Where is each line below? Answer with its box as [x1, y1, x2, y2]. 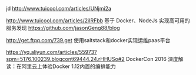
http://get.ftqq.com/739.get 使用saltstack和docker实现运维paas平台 [6, 37, 171, 43]
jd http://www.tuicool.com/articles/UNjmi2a [6, 5, 112, 12]
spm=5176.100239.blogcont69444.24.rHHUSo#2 [6, 56, 125, 62]
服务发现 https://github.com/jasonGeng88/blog [6, 25, 120, 31]
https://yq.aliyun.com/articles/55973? [6, 49, 97, 55]
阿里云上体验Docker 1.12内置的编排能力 [21, 63, 116, 70]
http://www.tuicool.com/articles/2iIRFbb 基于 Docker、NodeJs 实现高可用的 [6, 17, 190, 24]
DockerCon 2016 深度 [125, 56, 178, 62]
